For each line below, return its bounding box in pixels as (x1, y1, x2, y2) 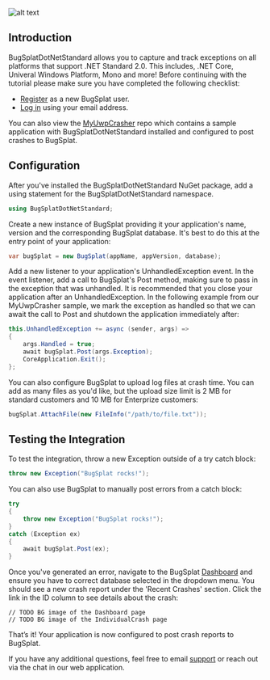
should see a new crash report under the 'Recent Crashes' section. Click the (8, 585, 262, 594)
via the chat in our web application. (8, 663, 125, 673)
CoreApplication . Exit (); (23, 355, 106, 363)
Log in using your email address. (19, 102, 129, 112)
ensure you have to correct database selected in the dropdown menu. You (8, 576, 255, 585)
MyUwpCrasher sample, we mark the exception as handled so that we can (8, 301, 255, 310)
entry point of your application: (8, 236, 111, 246)
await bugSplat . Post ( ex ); (23, 545, 110, 553)
